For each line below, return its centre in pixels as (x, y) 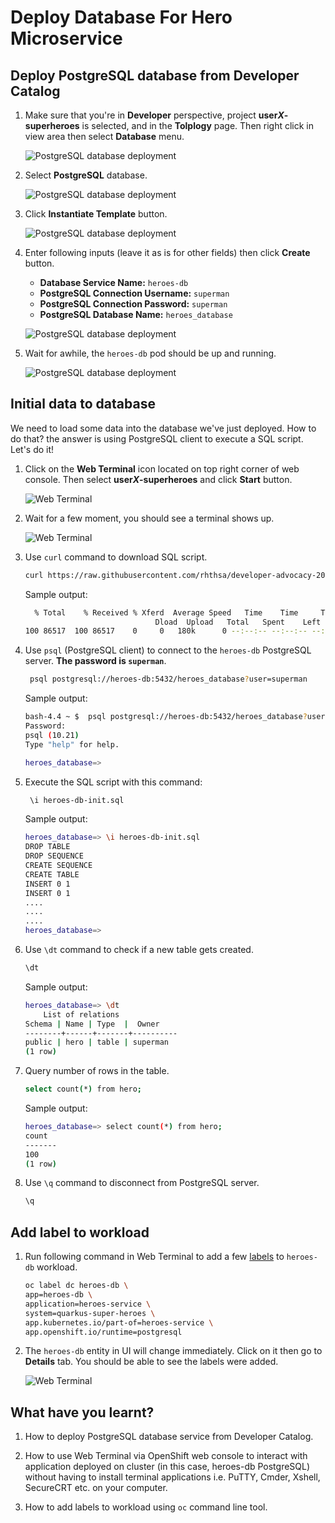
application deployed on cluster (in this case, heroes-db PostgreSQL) (167, 1467)
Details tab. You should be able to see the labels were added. (151, 1362)
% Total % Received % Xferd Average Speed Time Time (166, 612)
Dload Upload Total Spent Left (238, 622)
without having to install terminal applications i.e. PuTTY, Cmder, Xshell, (172, 1477)
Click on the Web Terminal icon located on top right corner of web (162, 468)
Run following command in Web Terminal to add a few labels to (154, 1257)
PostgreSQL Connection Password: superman (133, 304)
